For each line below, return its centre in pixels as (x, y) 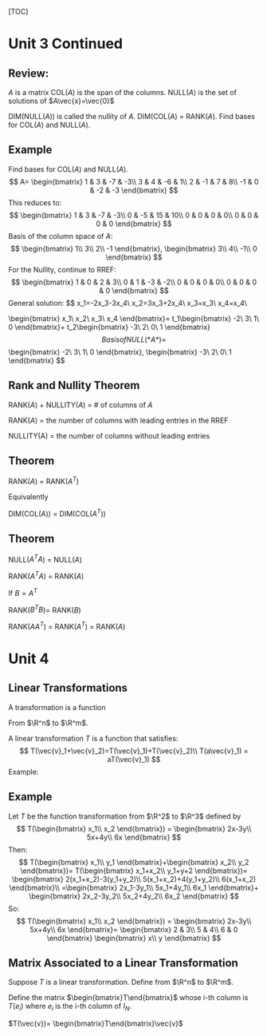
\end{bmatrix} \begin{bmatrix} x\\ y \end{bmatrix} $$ (134, 938)
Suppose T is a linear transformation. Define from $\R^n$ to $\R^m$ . (121, 982)
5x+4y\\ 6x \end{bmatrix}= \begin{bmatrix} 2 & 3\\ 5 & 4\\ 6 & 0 (134, 929)
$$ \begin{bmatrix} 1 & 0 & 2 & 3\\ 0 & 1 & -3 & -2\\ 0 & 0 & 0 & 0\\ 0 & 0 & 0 (134, 282)
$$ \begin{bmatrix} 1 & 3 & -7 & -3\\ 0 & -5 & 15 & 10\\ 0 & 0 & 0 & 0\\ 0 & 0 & (134, 215)
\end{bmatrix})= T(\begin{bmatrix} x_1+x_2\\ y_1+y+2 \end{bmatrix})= (134, 871)
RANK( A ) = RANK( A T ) (44, 481)
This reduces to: (35, 202)
